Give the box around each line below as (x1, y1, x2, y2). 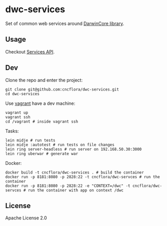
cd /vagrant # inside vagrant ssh (5, 119, 79, 124)
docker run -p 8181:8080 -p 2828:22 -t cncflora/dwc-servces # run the (5, 174, 160, 179)
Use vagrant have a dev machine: (5, 100, 76, 106)
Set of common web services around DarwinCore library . (5, 20, 124, 26)
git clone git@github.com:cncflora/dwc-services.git (5, 87, 119, 92)
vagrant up (5, 110, 28, 115)
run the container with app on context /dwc (27, 187, 124, 193)
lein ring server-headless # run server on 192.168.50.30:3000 (5, 147, 142, 152)
